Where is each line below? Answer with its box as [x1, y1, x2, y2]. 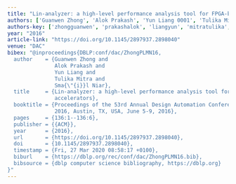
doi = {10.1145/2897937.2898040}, [13, 141, 133, 148]
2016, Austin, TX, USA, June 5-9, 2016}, [54, 108, 178, 115]
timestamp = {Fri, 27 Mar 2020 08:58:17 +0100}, [13, 147, 159, 154]
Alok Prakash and [54, 62, 105, 69]
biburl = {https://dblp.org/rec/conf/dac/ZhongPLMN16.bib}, [13, 153, 202, 161]
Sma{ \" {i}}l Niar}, [54, 82, 112, 89]
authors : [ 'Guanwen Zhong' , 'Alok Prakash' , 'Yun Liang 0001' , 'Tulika [7, 17, 221, 24]
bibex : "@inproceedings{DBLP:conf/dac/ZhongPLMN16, [7, 50, 162, 57]
